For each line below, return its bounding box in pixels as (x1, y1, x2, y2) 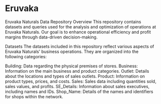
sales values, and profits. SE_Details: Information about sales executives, (5, 83, 150, 89)
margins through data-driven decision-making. (5, 34, 98, 40)
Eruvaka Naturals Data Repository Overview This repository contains (5, 19, 141, 25)
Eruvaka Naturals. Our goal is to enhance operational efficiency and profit (5, 29, 151, 35)
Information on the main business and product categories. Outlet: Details (5, 68, 149, 74)
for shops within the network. (5, 93, 64, 99)
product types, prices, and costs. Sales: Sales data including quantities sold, (5, 78, 157, 84)
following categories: (5, 53, 47, 59)
